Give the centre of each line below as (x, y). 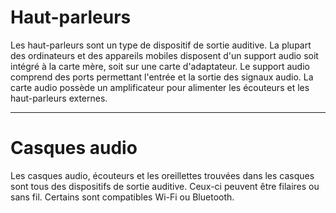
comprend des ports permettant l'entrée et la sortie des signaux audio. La (162, 77)
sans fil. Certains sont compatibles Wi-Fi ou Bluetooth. (122, 197)
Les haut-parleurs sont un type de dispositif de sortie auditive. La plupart (161, 45)
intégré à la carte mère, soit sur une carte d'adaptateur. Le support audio (160, 66)
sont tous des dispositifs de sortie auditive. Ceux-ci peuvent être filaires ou (165, 186)
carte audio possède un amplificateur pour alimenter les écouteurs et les (160, 87)
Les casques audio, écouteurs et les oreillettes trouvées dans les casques (162, 175)
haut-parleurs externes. (59, 98)
